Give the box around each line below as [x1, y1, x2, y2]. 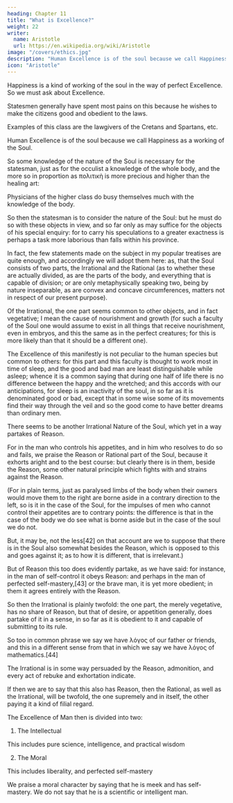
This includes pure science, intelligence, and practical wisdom [7, 740, 185, 748]
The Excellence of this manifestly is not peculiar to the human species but [7, 349, 218, 358]
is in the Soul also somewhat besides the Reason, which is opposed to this [7, 543, 220, 552]
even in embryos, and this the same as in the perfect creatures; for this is [7, 329, 216, 337]
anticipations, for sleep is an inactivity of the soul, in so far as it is [7, 386, 194, 395]
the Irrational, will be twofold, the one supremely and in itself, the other [7, 692, 209, 700]
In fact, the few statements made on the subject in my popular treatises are [7, 249, 222, 257]
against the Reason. [7, 472, 64, 481]
